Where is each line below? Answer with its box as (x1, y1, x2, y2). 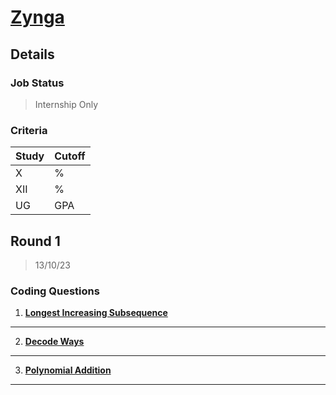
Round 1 (10, 232, 61, 250)
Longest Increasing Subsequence (24, 307, 168, 319)
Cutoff (54, 149, 86, 163)
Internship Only (34, 98, 99, 110)
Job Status (10, 76, 65, 90)
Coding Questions (10, 284, 100, 298)
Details (10, 46, 55, 63)
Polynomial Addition (24, 364, 112, 376)
